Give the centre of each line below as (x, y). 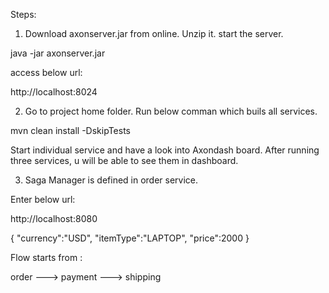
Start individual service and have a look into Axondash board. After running (165, 150)
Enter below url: (43, 199)
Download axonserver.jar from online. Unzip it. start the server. (154, 33)
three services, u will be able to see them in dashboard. (124, 160)
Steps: (23, 14)
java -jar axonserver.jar (58, 53)
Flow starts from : (46, 257)
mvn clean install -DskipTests (70, 130)
